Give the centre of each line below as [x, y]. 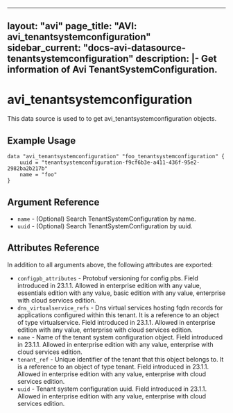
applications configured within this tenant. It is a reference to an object [118, 315]
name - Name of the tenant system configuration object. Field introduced [120, 337]
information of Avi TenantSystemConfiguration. [112, 70]
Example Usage [42, 141]
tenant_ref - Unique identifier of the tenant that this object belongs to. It [120, 359]
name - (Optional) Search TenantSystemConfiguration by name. [106, 219]
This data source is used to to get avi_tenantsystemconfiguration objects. [112, 119]
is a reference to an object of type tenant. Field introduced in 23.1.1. [113, 366]
